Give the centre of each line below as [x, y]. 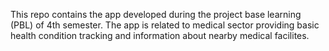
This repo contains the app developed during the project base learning [156, 14]
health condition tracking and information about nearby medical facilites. [160, 35]
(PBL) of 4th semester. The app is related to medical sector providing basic [165, 25]
